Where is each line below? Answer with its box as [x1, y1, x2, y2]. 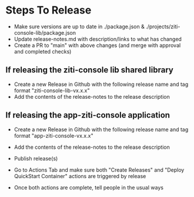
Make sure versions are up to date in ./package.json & [14, 23, 145, 30]
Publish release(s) [14, 155, 58, 162]
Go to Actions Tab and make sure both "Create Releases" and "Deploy [14, 166, 185, 173]
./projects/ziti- [145, 23, 180, 30]
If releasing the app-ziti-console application [5, 110, 170, 121]
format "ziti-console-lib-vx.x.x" [14, 86, 90, 94]
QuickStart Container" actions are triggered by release [14, 172, 146, 179]
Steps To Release [5, 4, 92, 17]
